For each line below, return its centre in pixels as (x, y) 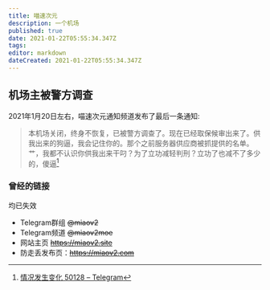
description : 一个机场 (44, 23)
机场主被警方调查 (51, 95)
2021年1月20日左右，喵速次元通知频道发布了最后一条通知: (104, 116)
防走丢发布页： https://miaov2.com (77, 252)
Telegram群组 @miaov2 (59, 223)
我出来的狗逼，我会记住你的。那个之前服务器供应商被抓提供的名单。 (141, 143)
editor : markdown (37, 53)
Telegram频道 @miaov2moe (66, 232)
